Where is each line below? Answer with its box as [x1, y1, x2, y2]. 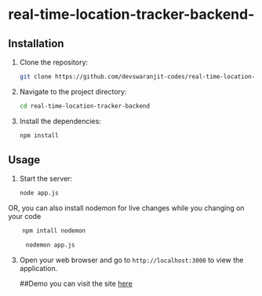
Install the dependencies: [19, 116, 102, 126]
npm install [19, 131, 59, 139]
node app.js [19, 189, 59, 197]
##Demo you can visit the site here [19, 279, 133, 288]
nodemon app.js [25, 241, 76, 249]
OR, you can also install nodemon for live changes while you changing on [8, 203, 245, 213]
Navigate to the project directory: [19, 86, 127, 96]
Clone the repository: [19, 57, 89, 67]
